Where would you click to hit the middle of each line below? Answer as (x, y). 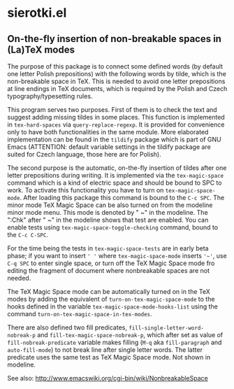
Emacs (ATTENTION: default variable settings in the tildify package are (109, 147)
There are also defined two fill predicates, (67, 327)
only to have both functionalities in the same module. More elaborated (108, 132)
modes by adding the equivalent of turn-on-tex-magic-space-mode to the (111, 299)
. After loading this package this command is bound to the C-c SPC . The (122, 198)
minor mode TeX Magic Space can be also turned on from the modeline (110, 205)
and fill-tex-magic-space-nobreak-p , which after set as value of (130, 335)
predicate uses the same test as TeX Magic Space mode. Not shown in (109, 357)
